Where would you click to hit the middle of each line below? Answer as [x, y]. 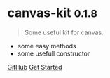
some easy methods [47, 46]
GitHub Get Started [35, 67]
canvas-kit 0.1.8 [53, 13]
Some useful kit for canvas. [64, 32]
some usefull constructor [54, 53]
